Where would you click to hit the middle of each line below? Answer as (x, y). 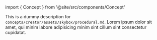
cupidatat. (16, 32)
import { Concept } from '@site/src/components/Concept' (65, 7)
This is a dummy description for (38, 17)
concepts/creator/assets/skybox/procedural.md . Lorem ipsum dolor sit (78, 22)
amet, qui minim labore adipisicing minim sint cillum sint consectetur (76, 27)
